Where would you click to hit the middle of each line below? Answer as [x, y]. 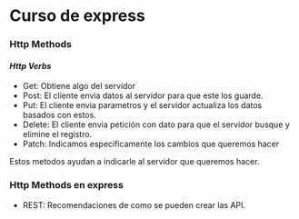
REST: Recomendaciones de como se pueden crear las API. [134, 204]
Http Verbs [30, 65]
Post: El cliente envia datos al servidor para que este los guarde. [143, 95]
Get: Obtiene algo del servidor [79, 86]
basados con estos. [60, 115]
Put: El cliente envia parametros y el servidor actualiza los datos [142, 105]
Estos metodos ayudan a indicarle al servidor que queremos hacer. [135, 162]
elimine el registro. [57, 134]
